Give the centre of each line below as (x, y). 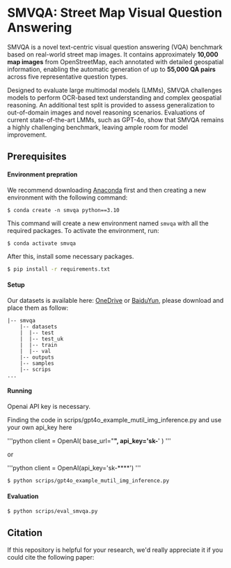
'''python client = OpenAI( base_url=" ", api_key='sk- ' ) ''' (89, 440)
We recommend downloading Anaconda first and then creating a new (107, 190)
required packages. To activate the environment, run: (83, 230)
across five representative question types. (68, 76)
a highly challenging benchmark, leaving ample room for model (98, 127)
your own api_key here (40, 427)
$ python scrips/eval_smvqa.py (53, 511)
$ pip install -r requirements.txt (59, 269)
